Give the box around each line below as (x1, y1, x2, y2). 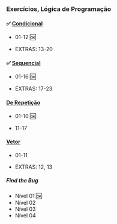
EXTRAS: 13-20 (14, 46, 53, 53)
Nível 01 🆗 (14, 192, 42, 199)
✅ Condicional (6, 20, 43, 27)
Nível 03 (14, 205, 36, 213)
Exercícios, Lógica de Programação (6, 5, 112, 13)
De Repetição (6, 99, 41, 106)
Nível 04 (14, 211, 36, 219)
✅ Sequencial (6, 59, 41, 66)
